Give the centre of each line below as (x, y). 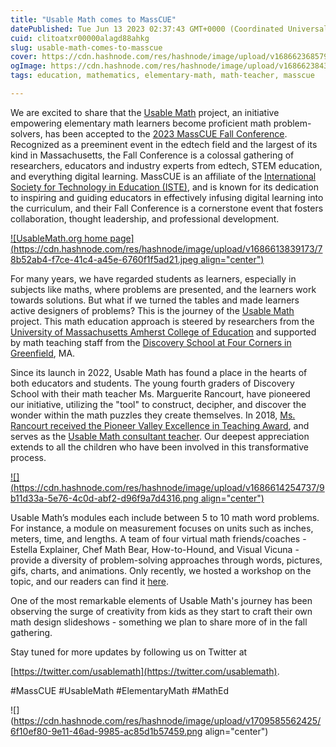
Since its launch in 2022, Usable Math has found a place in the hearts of (159, 372)
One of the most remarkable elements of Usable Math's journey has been (161, 600)
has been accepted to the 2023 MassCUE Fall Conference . (166, 133)
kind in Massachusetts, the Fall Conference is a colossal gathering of (152, 155)
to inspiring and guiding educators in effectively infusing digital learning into (167, 197)
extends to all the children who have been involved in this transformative (159, 447)
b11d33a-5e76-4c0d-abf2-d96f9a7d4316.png (104, 498)
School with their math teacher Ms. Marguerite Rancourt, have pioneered (160, 393)
